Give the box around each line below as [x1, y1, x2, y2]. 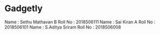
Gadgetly [4, 3, 43, 14]
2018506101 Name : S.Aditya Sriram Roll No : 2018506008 [4, 24, 121, 30]
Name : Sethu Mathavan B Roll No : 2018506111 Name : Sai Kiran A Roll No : [4, 19, 156, 25]
